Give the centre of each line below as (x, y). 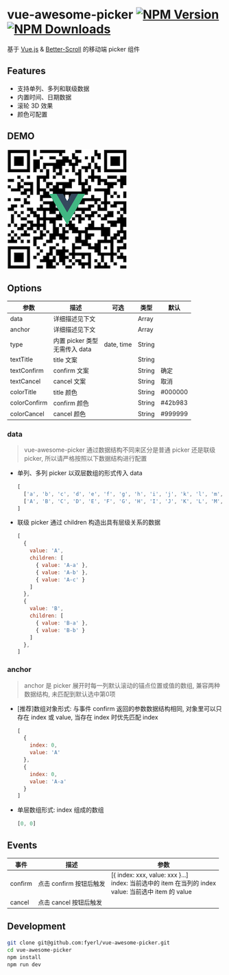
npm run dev (24, 964)
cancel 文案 (70, 381)
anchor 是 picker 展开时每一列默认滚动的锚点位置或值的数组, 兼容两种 (122, 685)
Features (26, 71)
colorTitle (23, 392)
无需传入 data (72, 349)
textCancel (25, 381)
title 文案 (65, 359)
